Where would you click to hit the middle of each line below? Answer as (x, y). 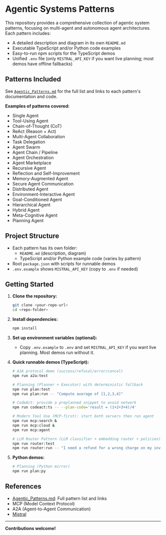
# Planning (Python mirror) (41, 467)
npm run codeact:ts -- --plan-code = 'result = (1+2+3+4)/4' (74, 407)
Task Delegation (29, 142)
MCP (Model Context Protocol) (43, 503)
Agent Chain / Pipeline (35, 152)
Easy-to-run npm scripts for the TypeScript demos (63, 53)
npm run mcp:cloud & (33, 425)
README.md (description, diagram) (53, 253)
